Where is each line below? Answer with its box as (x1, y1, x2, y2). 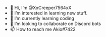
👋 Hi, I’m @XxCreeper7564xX (10, 5, 72, 10)
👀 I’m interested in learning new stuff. (10, 10, 88, 16)
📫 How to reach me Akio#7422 (10, 26, 76, 32)
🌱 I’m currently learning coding (10, 15, 75, 21)
